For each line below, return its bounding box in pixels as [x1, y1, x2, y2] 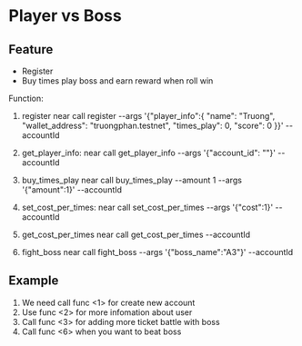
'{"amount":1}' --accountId [21, 184, 123, 195]
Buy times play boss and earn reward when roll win [21, 75, 214, 86]
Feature [8, 42, 54, 57]
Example [8, 273, 59, 289]
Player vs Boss [8, 5, 122, 26]
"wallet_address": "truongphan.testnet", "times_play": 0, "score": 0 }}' [21, 120, 284, 131]
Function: [8, 93, 45, 104]
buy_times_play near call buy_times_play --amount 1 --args [21, 174, 243, 185]
